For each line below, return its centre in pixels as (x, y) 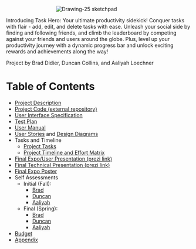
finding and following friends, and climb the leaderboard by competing (92, 33)
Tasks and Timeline (38, 140)
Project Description (38, 103)
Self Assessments (36, 177)
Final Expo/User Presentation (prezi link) (63, 159)
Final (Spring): (40, 209)
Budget (23, 233)
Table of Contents (50, 86)
